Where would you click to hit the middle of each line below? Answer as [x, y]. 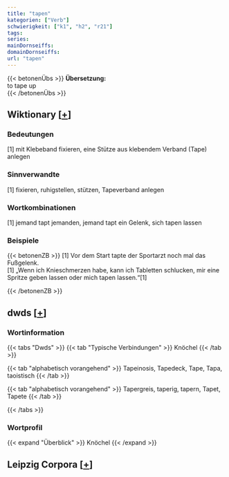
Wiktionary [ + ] [39, 115]
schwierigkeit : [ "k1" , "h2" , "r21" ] [60, 26]
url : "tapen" [26, 59]
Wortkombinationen [42, 207]
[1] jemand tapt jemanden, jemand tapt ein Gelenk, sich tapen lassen [104, 223]
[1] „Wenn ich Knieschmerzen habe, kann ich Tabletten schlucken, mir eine [113, 270]
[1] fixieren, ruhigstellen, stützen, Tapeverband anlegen [86, 189]
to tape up [22, 85]
